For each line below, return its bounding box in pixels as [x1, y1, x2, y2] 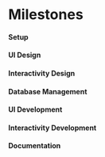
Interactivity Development [8, 123, 97, 132]
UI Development [8, 105, 63, 114]
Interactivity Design [8, 68, 76, 78]
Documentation [8, 141, 61, 151]
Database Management [8, 86, 87, 96]
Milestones [8, 6, 84, 24]
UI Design [8, 50, 41, 60]
